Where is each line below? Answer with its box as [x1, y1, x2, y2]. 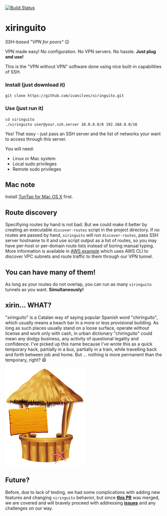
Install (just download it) [5, 81, 65, 88]
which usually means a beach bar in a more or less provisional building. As [5, 319, 159, 325]
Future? [5, 476, 30, 484]
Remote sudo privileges [12, 166, 61, 172]
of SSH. [5, 69, 21, 75]
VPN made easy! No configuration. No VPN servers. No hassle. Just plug [5, 48, 156, 55]
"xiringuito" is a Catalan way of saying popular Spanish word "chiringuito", [5, 314, 158, 320]
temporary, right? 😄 [5, 357, 46, 363]
